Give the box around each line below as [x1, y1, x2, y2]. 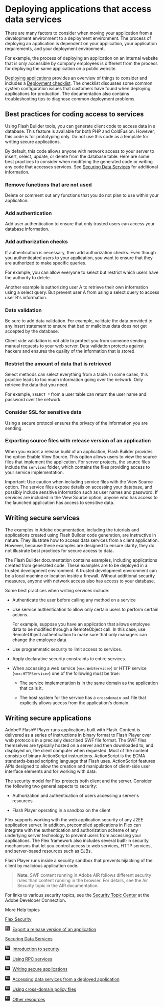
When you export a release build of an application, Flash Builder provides [5, 448, 153, 454]
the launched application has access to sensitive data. [5, 500, 115, 505]
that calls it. [19, 685, 43, 691]
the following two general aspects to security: [5, 783, 97, 789]
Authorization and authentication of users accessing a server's [12, 792, 139, 799]
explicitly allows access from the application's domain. [19, 699, 130, 706]
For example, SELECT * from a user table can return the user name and [5, 391, 147, 397]
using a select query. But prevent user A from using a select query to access [5, 289, 160, 295]
